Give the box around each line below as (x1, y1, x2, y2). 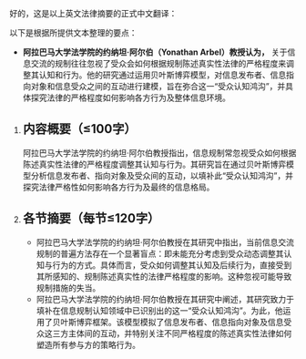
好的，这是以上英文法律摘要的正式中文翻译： (9, 8, 178, 18)
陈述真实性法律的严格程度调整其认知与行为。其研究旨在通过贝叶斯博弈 (22, 159, 287, 169)
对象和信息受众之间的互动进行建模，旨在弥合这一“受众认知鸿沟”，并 (30, 81, 286, 91)
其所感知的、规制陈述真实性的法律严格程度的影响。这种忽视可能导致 (36, 271, 292, 282)
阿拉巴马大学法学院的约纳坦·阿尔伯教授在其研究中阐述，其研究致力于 (36, 293, 294, 304)
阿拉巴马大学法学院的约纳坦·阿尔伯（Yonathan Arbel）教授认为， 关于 (22, 46, 288, 57)
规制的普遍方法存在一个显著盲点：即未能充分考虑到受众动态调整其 (36, 248, 284, 259)
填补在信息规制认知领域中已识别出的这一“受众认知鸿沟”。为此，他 (36, 304, 283, 316)
